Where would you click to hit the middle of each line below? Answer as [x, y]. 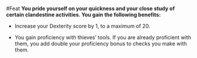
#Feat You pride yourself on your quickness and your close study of [91, 8]
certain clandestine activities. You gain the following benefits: [84, 15]
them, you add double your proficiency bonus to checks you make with [101, 44]
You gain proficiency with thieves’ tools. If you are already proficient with [103, 37]
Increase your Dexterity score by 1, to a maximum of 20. [82, 26]
